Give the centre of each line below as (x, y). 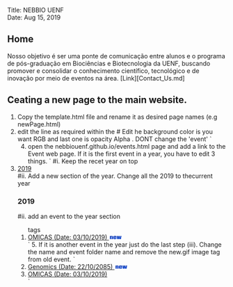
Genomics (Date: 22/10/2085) (70, 266)
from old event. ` (51, 259)
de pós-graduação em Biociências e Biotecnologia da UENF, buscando (109, 63)
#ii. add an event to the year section (69, 216)
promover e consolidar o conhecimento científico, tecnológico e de (103, 71)
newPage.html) (39, 124)
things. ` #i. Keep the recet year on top (83, 161)
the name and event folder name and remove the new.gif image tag (124, 252)
